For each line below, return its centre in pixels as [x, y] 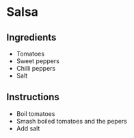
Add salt [28, 128]
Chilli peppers [36, 68]
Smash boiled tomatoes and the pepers [71, 121]
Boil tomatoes [36, 113]
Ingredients [31, 37]
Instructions [33, 97]
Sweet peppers [38, 61]
